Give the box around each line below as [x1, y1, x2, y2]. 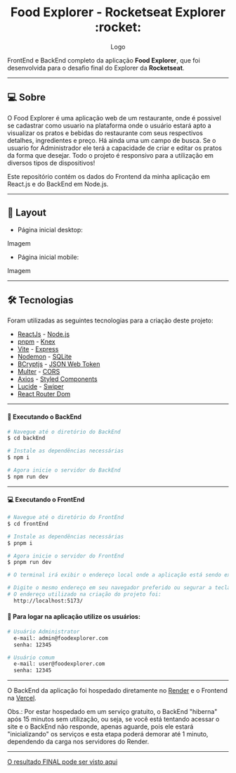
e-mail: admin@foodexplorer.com [13, 634, 109, 641]
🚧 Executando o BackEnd [7, 413, 82, 421]
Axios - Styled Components [17, 375, 98, 384]
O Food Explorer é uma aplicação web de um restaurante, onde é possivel [7, 113, 221, 122]
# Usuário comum [7, 654, 55, 661]
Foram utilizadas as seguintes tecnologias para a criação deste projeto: [7, 316, 214, 325]
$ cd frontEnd [7, 520, 49, 527]
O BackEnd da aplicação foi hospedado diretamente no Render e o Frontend [7, 686, 228, 695]
